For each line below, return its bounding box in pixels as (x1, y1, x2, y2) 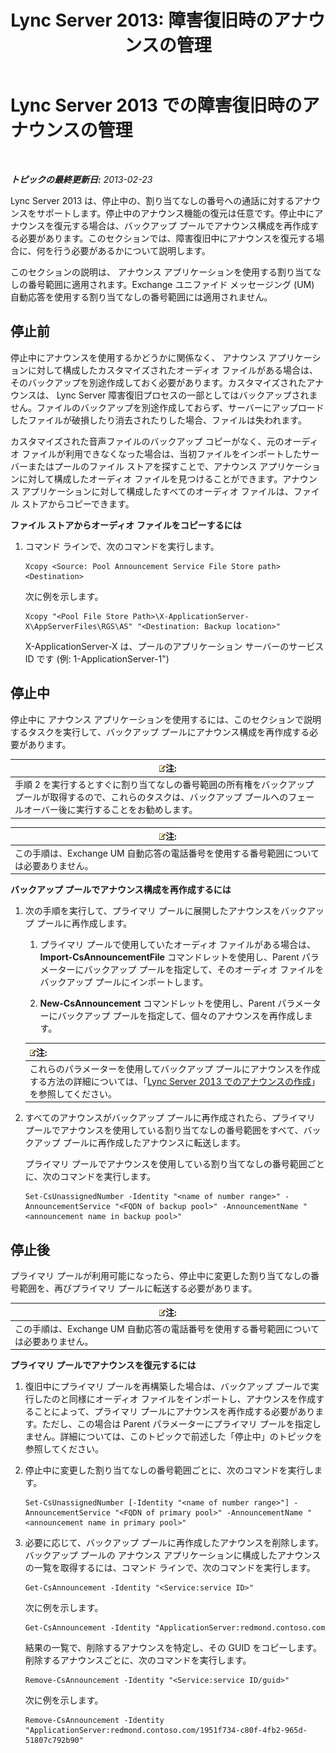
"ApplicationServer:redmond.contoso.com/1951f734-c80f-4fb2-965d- (24, 1726, 308, 1736)
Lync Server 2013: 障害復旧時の (10, 9, 274, 32)
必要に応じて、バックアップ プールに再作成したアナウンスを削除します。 (24, 1537, 325, 1549)
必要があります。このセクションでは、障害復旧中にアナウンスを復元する (18, 232, 317, 244)
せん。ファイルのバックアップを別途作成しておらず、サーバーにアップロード (10, 401, 325, 413)
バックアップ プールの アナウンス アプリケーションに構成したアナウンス (24, 1549, 322, 1561)
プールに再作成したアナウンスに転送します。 (62, 1137, 246, 1149)
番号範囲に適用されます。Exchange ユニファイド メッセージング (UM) (27, 278, 315, 290)
